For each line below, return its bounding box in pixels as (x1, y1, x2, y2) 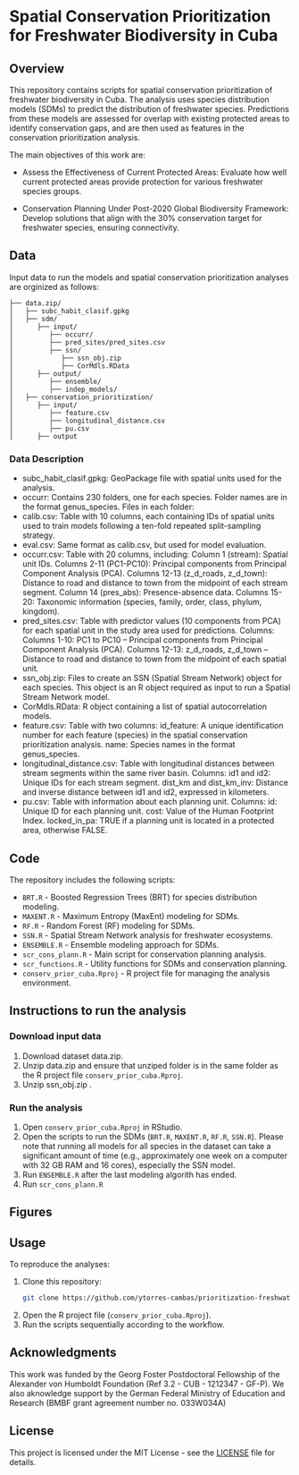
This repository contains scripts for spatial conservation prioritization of (9, 85, 273, 95)
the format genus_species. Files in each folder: (21, 501, 195, 512)
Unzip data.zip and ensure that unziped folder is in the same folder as (21, 1060, 278, 1070)
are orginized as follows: (9, 281, 100, 292)
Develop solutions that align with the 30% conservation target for (21, 213, 262, 223)
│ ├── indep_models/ (9, 385, 118, 394)
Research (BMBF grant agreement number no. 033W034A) (9, 1397, 227, 1408)
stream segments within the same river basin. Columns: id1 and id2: (21, 768, 270, 779)
